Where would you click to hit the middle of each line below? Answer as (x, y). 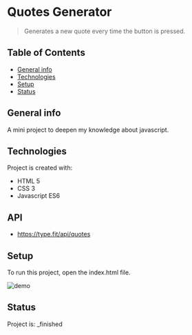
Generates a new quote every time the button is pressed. (105, 31)
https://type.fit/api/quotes (54, 234)
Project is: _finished (35, 324)
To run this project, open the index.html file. (69, 272)
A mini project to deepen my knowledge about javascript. (88, 130)
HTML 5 (29, 181)
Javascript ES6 (39, 196)
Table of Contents (46, 53)
